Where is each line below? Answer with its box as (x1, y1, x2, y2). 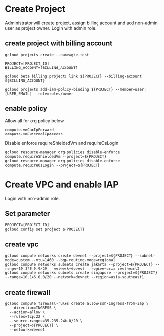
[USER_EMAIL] (5, 91, 32, 96)
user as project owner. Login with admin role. (5, 25, 97, 31)
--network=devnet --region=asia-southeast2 (49, 266, 140, 271)
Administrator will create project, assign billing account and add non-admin (5, 20, 158, 26)
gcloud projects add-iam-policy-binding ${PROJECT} (5, 87, 113, 92)
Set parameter (5, 209, 50, 218)
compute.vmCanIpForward (5, 127, 54, 132)
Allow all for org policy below (5, 117, 64, 124)
